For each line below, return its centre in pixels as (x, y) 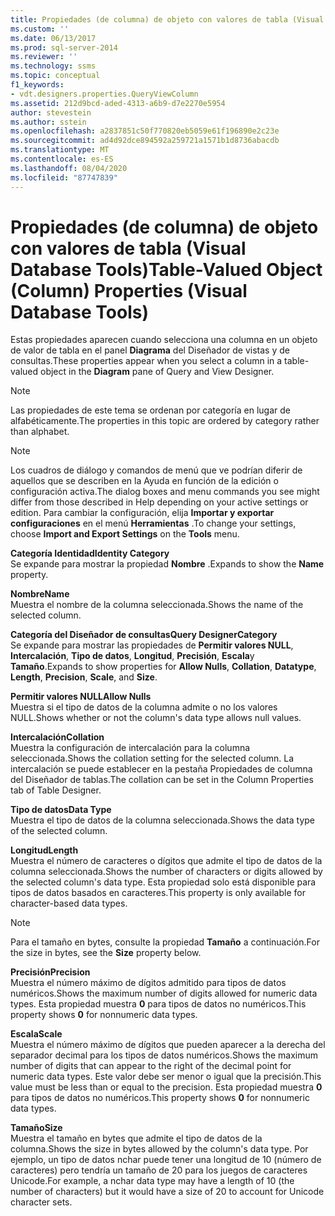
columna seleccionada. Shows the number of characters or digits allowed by (166, 872)
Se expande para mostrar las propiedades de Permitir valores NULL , (152, 645)
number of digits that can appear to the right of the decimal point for (151, 1066)
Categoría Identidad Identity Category (90, 553)
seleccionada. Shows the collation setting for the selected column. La (152, 758)
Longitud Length (44, 850)
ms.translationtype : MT (60, 150)
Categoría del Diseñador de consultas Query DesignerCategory (144, 635)
